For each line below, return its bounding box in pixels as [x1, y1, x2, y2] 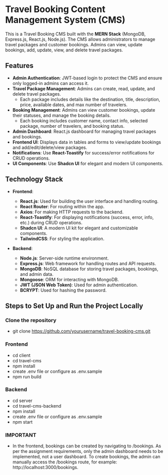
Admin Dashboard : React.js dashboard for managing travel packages [12, 128, 156, 134]
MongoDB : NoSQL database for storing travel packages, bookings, [20, 266, 158, 272]
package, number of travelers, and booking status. [20, 123, 125, 129]
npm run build [12, 373, 42, 379]
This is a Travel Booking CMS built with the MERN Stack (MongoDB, [5, 31, 146, 37]
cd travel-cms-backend [12, 403, 62, 409]
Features [5, 61, 34, 70]
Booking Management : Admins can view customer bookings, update [12, 107, 155, 113]
